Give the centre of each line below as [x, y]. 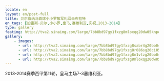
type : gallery [20, 28]
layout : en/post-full [27, 14]
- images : [24, 41]
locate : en [16, 9]
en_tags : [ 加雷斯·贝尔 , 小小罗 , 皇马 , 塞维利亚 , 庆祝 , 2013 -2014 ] [63, 23]
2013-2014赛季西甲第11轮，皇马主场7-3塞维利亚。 [55, 74]
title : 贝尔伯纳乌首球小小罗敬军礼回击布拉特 [46, 18]
